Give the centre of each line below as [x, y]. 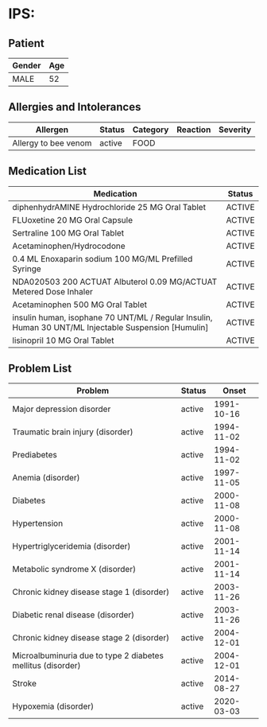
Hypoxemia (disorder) [53, 706]
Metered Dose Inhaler [52, 291]
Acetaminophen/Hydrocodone [69, 246]
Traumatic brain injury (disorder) [73, 432]
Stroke [25, 683]
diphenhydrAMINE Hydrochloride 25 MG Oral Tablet [109, 207]
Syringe [27, 269]
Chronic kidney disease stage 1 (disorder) [91, 592]
